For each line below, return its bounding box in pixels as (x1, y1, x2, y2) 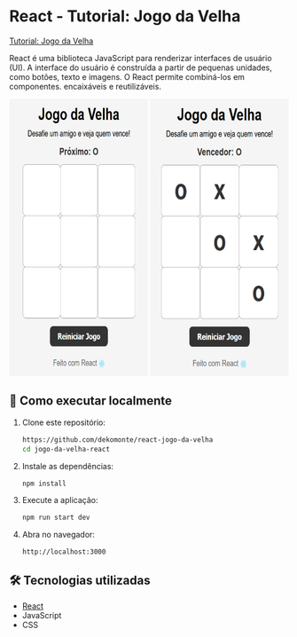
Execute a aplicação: (21, 495, 98, 506)
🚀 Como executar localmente (9, 393, 173, 409)
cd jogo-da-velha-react (21, 444, 111, 453)
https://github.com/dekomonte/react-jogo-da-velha (21, 435, 214, 444)
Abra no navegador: (21, 530, 96, 540)
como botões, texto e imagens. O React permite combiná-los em (9, 71, 246, 82)
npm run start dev (21, 513, 90, 523)
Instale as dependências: (21, 460, 113, 471)
